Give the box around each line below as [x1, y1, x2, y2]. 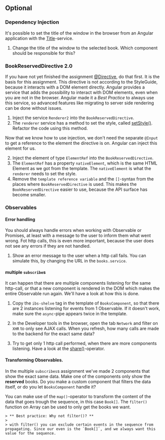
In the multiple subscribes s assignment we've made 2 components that [5, 368, 150, 374]
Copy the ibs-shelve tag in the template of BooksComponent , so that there [12, 300, 160, 306]
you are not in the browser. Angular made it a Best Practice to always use [5, 94, 154, 100]
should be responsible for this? [12, 50, 76, 56]
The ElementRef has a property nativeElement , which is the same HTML [12, 160, 158, 166]
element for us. [5, 145, 36, 151]
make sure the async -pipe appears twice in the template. [12, 311, 127, 317]
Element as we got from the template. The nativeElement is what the [12, 165, 152, 171]
